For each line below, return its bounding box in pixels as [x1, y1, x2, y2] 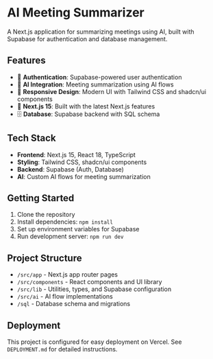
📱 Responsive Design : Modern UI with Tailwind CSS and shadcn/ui [16, 87, 207, 95]
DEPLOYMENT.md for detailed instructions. [7, 345, 118, 353]
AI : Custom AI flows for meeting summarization [16, 172, 151, 181]
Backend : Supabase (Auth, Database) [16, 165, 125, 173]
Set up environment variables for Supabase [16, 225, 140, 233]
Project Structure [7, 252, 82, 264]
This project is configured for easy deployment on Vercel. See [7, 338, 182, 346]
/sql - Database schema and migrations [16, 300, 131, 308]
